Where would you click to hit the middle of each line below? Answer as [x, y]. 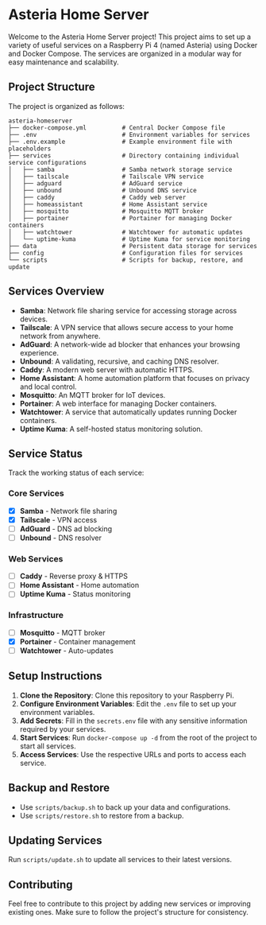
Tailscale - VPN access [58, 519]
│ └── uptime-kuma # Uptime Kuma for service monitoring [129, 239]
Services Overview [56, 291]
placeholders [30, 149]
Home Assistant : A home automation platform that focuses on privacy [135, 378]
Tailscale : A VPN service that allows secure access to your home [127, 327]
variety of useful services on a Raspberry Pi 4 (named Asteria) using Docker [133, 45]
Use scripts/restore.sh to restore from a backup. [102, 815]
